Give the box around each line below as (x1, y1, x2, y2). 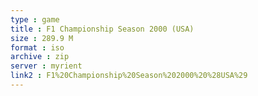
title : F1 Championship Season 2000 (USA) (10, 24, 195, 34)
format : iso (10, 42, 65, 53)
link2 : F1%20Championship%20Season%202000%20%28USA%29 (10, 71, 248, 81)
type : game (10, 14, 60, 25)
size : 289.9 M (10, 33, 74, 43)
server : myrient (10, 61, 83, 71)
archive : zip (10, 52, 70, 62)
